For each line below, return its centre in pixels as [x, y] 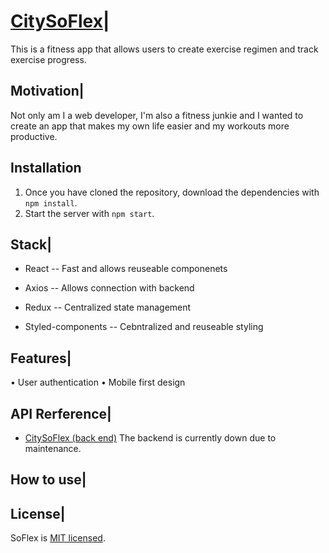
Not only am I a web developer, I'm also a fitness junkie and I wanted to [157, 115]
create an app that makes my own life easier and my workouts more [150, 126]
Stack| [31, 244]
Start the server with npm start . [89, 213]
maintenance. [53, 448]
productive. [34, 136]
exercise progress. [48, 59]
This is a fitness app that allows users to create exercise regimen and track [164, 49]
